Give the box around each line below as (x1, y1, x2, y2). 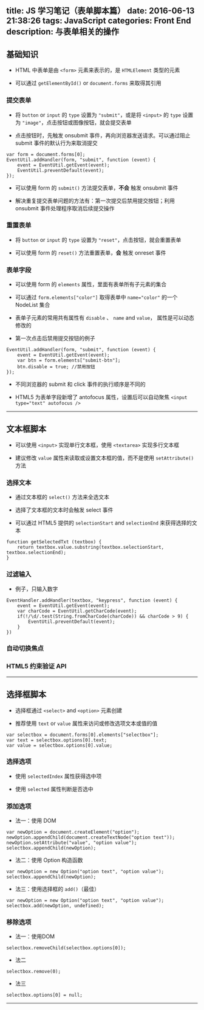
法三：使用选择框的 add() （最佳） (15, 885, 100, 893)
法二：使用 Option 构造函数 (15, 856, 83, 864)
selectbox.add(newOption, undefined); (6, 903, 104, 909)
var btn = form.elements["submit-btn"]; (17, 357, 121, 363)
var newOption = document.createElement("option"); (6, 829, 140, 836)
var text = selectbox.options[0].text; (6, 737, 107, 743)
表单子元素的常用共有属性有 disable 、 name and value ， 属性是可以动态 (15, 314, 194, 321)
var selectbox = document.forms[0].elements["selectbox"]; (6, 732, 159, 738)
